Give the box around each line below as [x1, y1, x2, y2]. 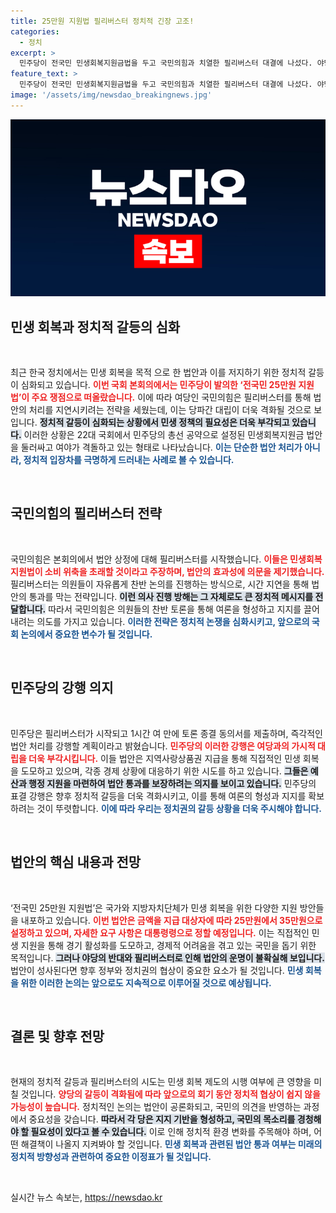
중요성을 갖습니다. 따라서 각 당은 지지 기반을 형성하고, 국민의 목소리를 [28, 1113, 296, 1125]
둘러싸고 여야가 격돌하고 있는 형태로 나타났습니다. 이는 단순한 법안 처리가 [20, 441, 303, 454]
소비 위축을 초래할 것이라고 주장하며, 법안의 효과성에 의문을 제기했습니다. [44, 565, 325, 577]
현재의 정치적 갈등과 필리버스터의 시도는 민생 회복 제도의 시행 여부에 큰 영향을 [10, 1076, 312, 1088]
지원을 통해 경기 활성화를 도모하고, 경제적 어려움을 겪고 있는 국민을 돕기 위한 [20, 939, 317, 951]
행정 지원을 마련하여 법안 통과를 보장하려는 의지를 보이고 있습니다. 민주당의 [28, 777, 317, 789]
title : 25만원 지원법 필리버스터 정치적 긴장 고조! [10, 16, 195, 26]
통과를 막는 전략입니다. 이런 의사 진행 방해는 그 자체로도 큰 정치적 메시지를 [28, 590, 314, 602]
